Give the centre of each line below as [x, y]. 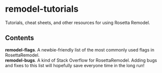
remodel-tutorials [42, 9]
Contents [20, 38]
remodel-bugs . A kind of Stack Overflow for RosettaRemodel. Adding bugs [81, 60]
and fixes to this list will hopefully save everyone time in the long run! [75, 65]
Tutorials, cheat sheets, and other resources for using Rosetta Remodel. [78, 23]
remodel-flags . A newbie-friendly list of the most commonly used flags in [80, 49]
